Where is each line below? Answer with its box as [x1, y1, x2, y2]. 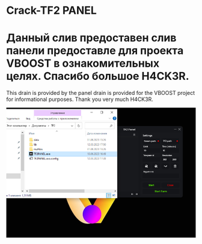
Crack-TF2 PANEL [6, 4, 97, 17]
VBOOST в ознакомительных [6, 56, 160, 70]
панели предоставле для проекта [6, 44, 184, 58]
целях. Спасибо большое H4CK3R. [6, 70, 189, 83]
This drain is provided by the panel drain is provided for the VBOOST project [6, 90, 195, 97]
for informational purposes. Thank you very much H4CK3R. [6, 96, 153, 103]
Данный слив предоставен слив [6, 31, 177, 45]
